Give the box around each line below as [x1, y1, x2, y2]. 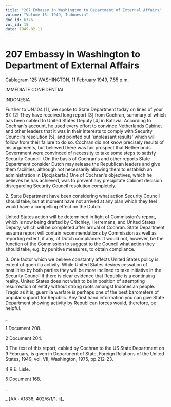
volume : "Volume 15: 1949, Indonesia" [5, 12, 88, 17]
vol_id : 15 [5, 22, 29, 27]
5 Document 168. [5, 376, 41, 382]
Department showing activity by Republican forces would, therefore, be [5, 300, 157, 306]
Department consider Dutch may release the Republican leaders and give [5, 161, 161, 167]
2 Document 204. [5, 335, 43, 341]
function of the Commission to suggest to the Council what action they [5, 241, 155, 247]
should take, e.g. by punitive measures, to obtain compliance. [5, 246, 136, 253]
